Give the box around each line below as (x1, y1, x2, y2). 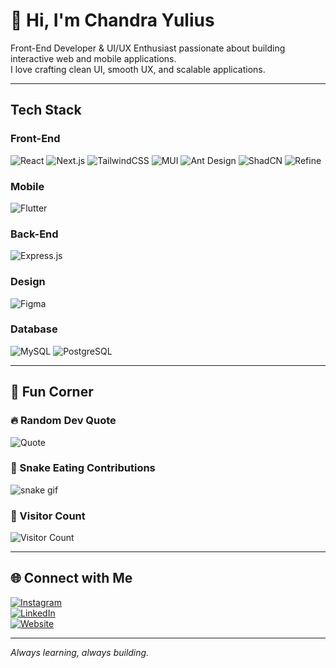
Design (10, 275, 46, 289)
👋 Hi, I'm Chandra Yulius (10, 9, 215, 32)
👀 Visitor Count (10, 509, 86, 523)
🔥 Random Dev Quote (10, 414, 117, 428)
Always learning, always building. (10, 646, 150, 658)
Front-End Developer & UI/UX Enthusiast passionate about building (10, 42, 286, 54)
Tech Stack (10, 102, 82, 119)
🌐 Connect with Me (10, 570, 133, 587)
